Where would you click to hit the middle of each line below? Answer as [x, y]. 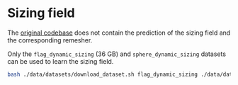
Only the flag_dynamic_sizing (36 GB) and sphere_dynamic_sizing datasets [117, 54]
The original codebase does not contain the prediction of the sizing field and [119, 33]
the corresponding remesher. [50, 40]
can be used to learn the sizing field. [61, 61]
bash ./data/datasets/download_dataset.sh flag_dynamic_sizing [103, 74]
